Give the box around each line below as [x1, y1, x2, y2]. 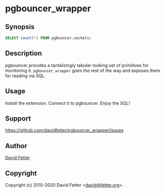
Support [5, 114, 31, 123]
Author [5, 141, 27, 150]
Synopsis [5, 23, 35, 31]
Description [5, 49, 42, 58]
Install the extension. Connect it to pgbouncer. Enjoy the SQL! [5, 100, 130, 106]
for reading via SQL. [5, 72, 46, 79]
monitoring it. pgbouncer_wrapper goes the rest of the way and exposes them [5, 67, 161, 73]
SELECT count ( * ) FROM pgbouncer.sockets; [5, 35, 92, 40]
